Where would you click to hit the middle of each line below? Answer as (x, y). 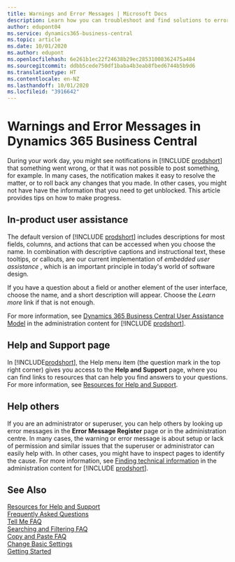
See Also (27, 490)
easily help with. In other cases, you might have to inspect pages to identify (116, 453)
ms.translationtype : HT (42, 72)
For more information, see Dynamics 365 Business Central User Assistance (115, 316)
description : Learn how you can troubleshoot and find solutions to (109, 20)
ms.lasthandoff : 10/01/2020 (48, 85)
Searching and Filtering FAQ (48, 529)
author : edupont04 (34, 27)
